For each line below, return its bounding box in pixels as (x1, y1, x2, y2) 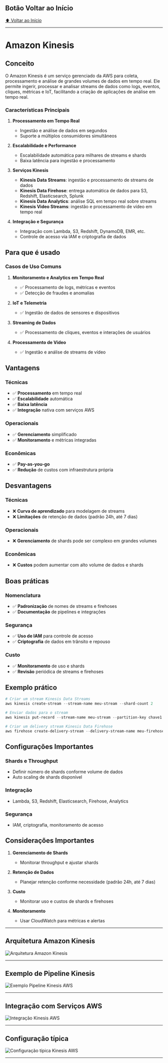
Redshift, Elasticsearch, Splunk (19, 193, 84, 199)
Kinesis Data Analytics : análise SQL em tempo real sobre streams (19, 198, 156, 204)
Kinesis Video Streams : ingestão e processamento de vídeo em (19, 204, 152, 210)
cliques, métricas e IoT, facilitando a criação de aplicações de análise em (5, 89, 156, 95)
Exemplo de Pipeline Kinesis (5, 969, 95, 978)
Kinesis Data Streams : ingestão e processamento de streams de (19, 177, 154, 183)
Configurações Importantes (5, 743, 93, 751)
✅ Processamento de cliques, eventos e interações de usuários (19, 329, 151, 335)
